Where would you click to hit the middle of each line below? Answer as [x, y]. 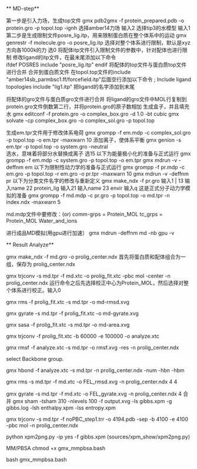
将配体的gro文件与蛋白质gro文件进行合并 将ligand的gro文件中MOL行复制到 [96, 99]
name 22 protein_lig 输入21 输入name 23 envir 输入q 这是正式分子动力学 [98, 188]
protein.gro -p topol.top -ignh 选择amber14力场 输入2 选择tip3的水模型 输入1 [98, 28]
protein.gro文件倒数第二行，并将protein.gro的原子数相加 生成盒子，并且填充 [98, 106]
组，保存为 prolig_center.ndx [41, 264]
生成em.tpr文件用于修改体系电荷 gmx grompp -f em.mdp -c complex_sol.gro [98, 133]
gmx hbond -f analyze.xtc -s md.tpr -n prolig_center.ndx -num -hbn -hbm [95, 370]
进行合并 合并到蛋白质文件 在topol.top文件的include [69, 72]
